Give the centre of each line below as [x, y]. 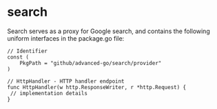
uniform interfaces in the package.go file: [66, 38]
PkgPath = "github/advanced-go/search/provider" [91, 63]
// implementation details [49, 93]
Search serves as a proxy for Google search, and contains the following [108, 31]
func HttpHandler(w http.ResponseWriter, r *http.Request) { [97, 87]
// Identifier [28, 51]
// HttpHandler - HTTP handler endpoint [66, 81]
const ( [18, 57]
